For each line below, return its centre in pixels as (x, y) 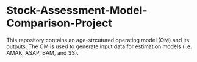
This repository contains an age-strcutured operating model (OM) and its (98, 40)
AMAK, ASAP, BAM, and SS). (43, 52)
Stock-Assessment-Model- (77, 11)
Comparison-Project (59, 23)
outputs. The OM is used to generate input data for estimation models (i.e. (99, 46)
